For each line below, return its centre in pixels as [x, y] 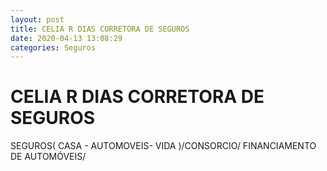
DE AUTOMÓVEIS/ [48, 157]
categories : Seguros [53, 47]
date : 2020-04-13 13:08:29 [66, 38]
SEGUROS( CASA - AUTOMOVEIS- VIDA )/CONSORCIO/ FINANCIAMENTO [163, 146]
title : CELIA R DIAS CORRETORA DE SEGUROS [100, 29]
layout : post [37, 19]
